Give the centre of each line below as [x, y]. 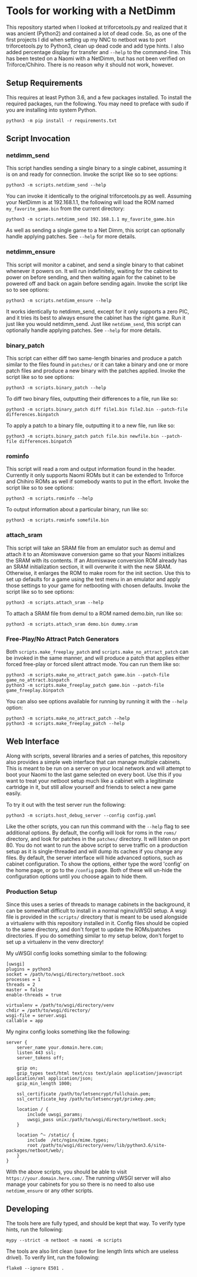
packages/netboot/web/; [35, 1151]
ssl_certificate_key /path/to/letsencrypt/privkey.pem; [87, 1099]
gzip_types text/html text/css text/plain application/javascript [100, 1073]
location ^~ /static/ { [46, 1135]
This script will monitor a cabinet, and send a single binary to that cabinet [95, 265]
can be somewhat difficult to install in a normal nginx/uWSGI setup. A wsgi [96, 911]
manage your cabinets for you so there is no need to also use [80, 1185]
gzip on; [27, 1068]
